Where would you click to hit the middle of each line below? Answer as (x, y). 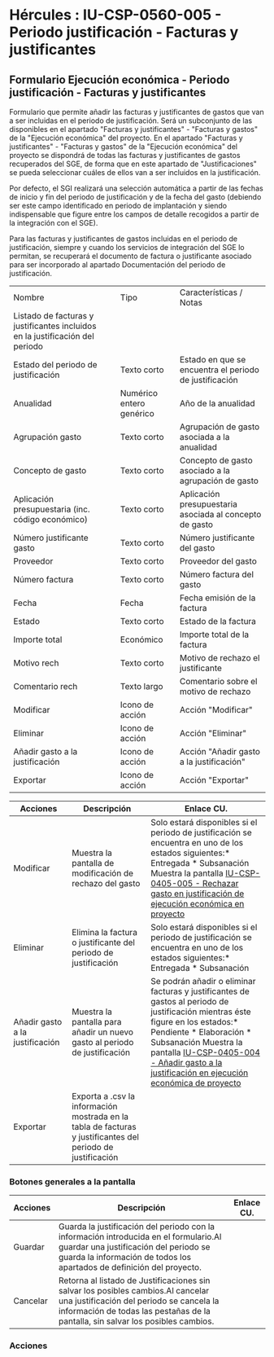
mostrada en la (100, 1116)
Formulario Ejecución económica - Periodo (120, 79)
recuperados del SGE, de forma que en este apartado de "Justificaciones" (133, 164)
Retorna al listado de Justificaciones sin (135, 1280)
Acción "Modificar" (216, 710)
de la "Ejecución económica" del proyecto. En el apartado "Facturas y (126, 138)
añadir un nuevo (102, 1032)
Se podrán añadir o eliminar (203, 981)
